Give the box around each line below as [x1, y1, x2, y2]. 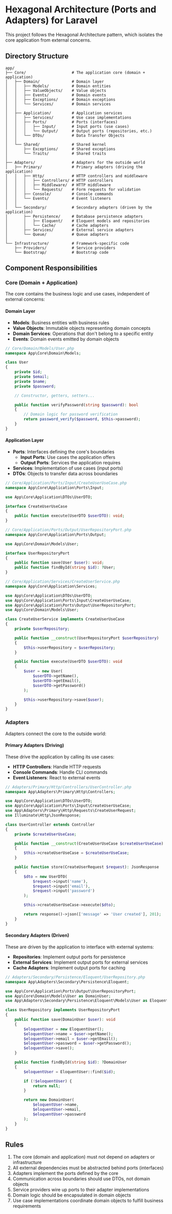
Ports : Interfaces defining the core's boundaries [12, 449, 115, 455]
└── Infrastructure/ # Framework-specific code [5, 240, 130, 246]
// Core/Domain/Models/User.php [5, 346, 74, 351]
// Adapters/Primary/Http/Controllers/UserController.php [5, 785, 132, 790]
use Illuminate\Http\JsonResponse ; [5, 813, 81, 818]
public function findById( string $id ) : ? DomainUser [14, 1060, 127, 1065]
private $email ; [14, 374, 50, 380]
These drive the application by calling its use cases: [5, 754, 115, 760]
